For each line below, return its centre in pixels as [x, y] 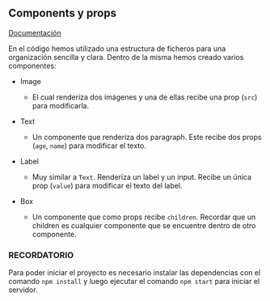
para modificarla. [61, 105]
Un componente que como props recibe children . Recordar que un [144, 217]
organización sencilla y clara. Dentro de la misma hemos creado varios [126, 57]
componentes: [32, 66]
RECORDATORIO [41, 255]
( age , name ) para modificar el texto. [89, 146]
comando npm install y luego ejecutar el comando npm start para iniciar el [134, 282]
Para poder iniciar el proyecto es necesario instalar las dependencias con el [135, 273]
